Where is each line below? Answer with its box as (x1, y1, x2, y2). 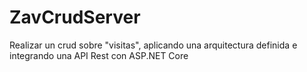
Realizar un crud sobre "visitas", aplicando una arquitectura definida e (9, 39, 298, 51)
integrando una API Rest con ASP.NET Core (9, 49, 189, 61)
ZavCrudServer (9, 6, 141, 29)
